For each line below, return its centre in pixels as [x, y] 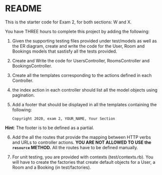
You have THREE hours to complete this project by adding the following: [77, 31]
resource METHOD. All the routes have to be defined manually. [75, 147]
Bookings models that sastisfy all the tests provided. [64, 51]
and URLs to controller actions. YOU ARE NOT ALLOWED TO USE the [81, 142]
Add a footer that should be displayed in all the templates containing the [84, 104]
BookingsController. [32, 66]
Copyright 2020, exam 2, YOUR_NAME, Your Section [64, 118]
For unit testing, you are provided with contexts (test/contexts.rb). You [83, 157]
